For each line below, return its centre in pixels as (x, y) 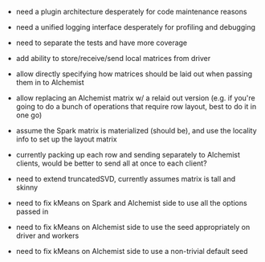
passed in (32, 211)
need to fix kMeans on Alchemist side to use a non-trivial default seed (132, 251)
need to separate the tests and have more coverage (102, 43)
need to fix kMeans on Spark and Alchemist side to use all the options (131, 203)
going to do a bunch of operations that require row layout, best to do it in (136, 106)
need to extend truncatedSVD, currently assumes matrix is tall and (125, 179)
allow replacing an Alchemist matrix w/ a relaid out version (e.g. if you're (135, 98)
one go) (29, 115)
